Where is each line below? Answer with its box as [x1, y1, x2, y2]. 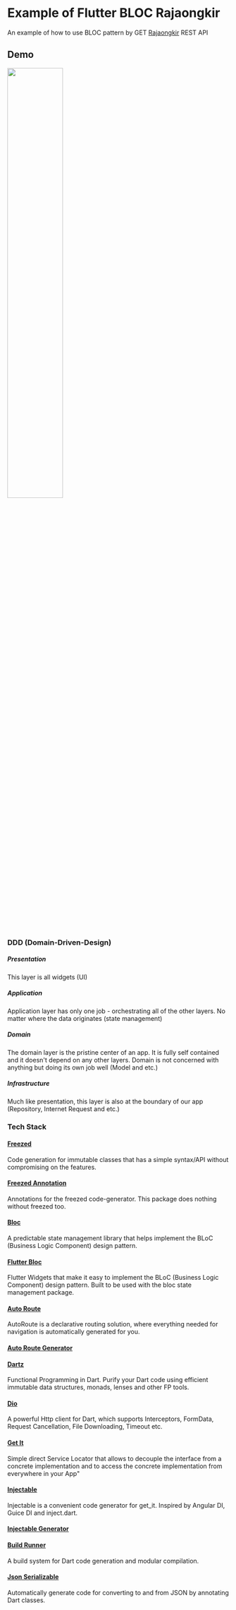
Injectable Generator [7, 1525, 69, 1533]
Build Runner [7, 1541, 46, 1549]
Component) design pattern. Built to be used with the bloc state [7, 1281, 192, 1289]
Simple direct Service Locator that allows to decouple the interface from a [7, 1454, 222, 1463]
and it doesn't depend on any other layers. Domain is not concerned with [7, 1055, 219, 1064]
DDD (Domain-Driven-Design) [7, 937, 111, 947]
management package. [7, 1288, 75, 1297]
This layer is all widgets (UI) [7, 972, 88, 981]
